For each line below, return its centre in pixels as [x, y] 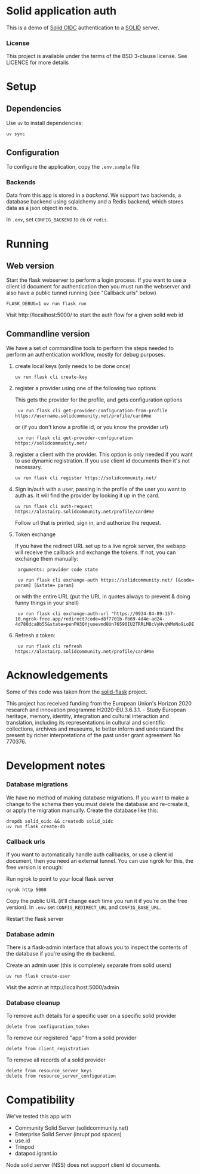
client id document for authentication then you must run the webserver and [99, 287]
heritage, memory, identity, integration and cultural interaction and [87, 716]
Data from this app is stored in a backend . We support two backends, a [94, 195]
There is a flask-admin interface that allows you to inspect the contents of [97, 947]
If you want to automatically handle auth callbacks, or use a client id [90, 854]
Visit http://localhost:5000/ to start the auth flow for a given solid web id [95, 315]
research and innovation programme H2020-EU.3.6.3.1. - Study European [96, 710]
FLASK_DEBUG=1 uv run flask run [46, 304]
